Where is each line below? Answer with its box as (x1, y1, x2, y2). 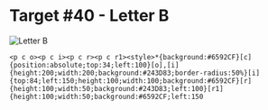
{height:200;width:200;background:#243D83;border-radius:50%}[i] (9, 69, 260, 78)
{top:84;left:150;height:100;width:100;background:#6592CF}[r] (9, 76, 253, 86)
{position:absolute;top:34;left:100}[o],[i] (9, 60, 180, 69)
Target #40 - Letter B (9, 5, 170, 26)
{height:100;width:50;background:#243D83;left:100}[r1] (9, 84, 224, 93)
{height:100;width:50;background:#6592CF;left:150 (9, 92, 204, 101)
